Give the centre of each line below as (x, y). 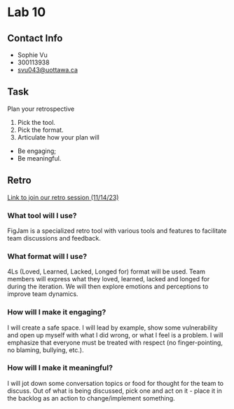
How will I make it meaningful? (60, 368)
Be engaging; (36, 151)
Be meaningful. (39, 158)
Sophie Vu (32, 55)
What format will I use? (47, 256)
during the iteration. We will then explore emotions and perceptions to (108, 287)
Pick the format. (41, 130)
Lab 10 (27, 12)
